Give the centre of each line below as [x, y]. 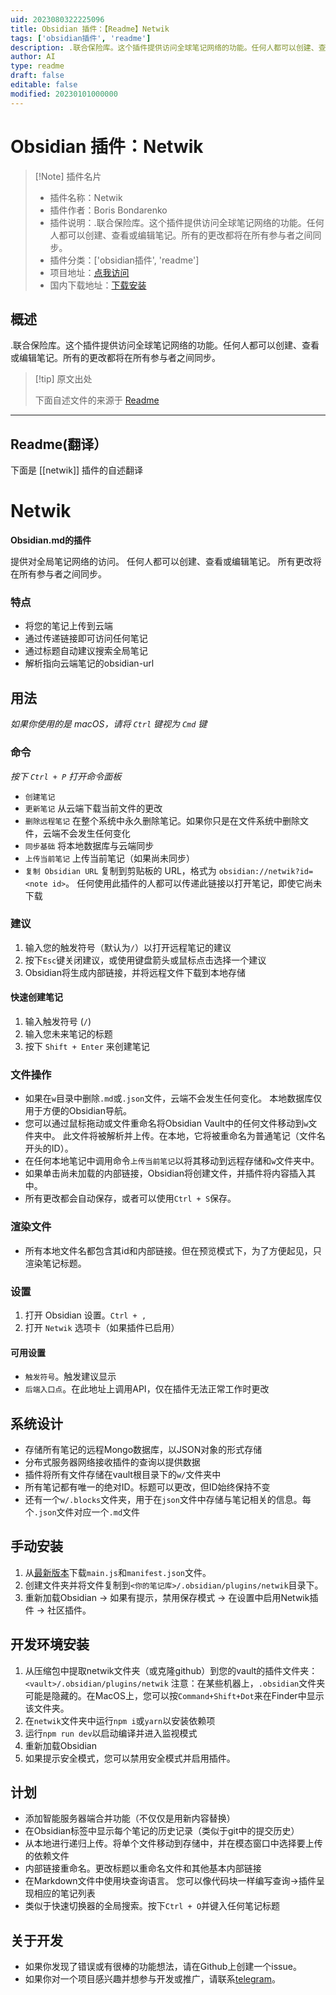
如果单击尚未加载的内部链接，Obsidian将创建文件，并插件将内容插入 [165, 1173]
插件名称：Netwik [86, 197]
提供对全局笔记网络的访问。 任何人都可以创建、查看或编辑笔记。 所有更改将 [166, 562]
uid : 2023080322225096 [57, 19]
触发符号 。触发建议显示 [70, 1377]
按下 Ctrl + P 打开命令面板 [66, 776]
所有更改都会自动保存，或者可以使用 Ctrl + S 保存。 [130, 1198]
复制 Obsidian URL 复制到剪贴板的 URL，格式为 [120, 870]
